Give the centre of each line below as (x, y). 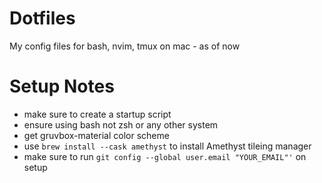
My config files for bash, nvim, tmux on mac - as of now (125, 46)
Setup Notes (62, 86)
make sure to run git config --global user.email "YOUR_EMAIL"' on (165, 156)
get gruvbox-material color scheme (96, 135)
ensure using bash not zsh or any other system (121, 124)
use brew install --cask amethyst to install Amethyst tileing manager (167, 146)
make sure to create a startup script (97, 114)
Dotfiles (42, 18)
